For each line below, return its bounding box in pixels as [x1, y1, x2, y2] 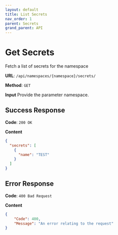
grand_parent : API [5, 26, 43, 31]
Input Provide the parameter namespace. [5, 92, 89, 98]
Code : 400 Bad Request [5, 193, 52, 198]
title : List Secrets [5, 12, 48, 17]
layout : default [5, 7, 39, 12]
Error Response [5, 180, 54, 188]
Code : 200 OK [5, 119, 33, 125]
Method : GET [5, 82, 31, 88]
